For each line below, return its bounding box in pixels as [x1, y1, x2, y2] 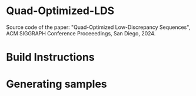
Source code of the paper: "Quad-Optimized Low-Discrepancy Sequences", [6, 24, 191, 31]
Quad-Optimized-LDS [6, 4, 115, 18]
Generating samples [6, 78, 107, 91]
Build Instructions [6, 51, 95, 64]
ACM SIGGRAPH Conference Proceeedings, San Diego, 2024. [6, 29, 156, 37]
